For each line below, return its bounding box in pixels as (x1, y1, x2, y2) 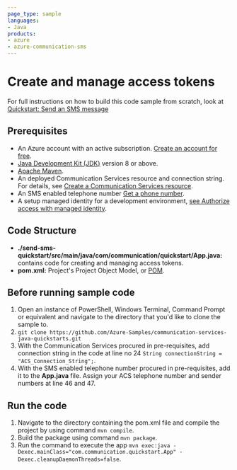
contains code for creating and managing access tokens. (17, 258, 184, 267)
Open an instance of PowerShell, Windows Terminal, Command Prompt (17, 305, 226, 314)
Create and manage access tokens (7, 74, 215, 90)
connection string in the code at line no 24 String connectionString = (17, 349, 223, 357)
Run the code (7, 399, 67, 411)
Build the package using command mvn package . (17, 433, 158, 442)
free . (17, 151, 32, 160)
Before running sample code (7, 286, 136, 298)
